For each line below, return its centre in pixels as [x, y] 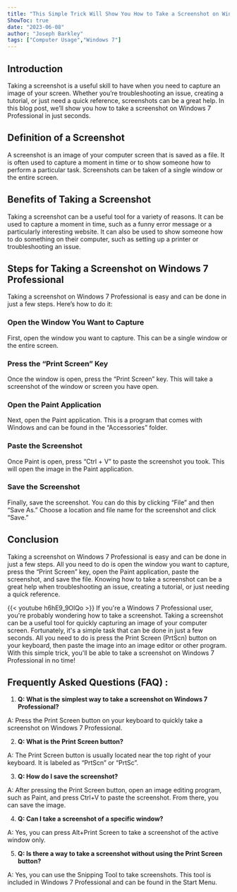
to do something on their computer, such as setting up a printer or [103, 239]
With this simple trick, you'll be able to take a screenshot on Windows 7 [111, 653]
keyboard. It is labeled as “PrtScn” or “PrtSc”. [73, 763]
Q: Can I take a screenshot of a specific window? [90, 819]
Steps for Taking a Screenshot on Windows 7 [108, 269]
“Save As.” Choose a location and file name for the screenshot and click [112, 510]
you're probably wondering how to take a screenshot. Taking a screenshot [115, 615]
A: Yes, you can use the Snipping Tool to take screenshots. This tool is [109, 875]
